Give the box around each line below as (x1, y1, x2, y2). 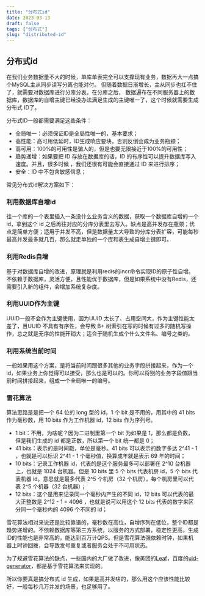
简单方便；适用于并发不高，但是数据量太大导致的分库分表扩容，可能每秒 (16, 228, 199, 235)
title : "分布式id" (6, 9, 51, 15)
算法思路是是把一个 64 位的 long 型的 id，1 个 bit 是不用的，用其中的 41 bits (6, 409, 195, 416)
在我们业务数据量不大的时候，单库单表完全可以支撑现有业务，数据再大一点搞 (6, 73, 199, 80)
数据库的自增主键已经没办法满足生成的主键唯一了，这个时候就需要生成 (22, 96, 199, 103)
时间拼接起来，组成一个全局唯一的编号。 (11, 377, 113, 384)
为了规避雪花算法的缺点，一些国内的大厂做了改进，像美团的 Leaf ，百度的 (6, 554, 189, 562)
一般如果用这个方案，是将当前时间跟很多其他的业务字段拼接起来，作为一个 (6, 362, 193, 369)
